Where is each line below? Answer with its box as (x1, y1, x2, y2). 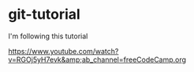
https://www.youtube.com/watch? (8, 46, 119, 56)
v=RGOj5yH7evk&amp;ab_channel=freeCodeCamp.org (8, 55, 187, 64)
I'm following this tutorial (8, 31, 88, 41)
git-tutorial (8, 5, 80, 23)
